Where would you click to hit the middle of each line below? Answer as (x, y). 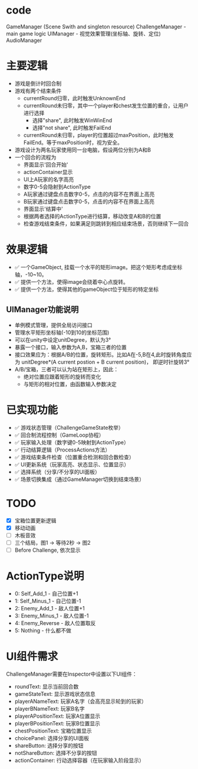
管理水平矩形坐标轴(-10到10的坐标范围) (62, 332)
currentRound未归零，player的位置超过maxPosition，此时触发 (98, 135)
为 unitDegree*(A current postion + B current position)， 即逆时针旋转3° (102, 362)
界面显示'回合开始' (46, 164)
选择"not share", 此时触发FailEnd (72, 127)
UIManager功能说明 (42, 310)
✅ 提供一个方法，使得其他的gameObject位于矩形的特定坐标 (87, 289)
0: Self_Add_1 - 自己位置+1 (46, 593)
